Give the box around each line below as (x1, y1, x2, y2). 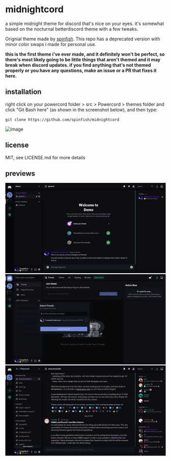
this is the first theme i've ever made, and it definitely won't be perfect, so (5, 51, 165, 57)
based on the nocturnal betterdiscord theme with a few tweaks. (5, 26, 138, 32)
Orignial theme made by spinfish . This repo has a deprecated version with (5, 36, 160, 42)
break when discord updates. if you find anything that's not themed (5, 62, 151, 68)
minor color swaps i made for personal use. (5, 41, 97, 47)
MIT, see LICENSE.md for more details (5, 154, 85, 160)
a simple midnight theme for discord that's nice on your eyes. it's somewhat (5, 20, 164, 27)
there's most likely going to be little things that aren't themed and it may (5, 56, 161, 62)
